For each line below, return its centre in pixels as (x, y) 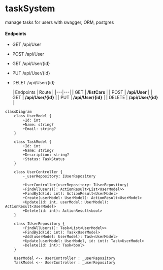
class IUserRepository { (39, 224)
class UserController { (38, 172)
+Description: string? (46, 155)
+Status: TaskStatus (44, 159)
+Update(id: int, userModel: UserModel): (66, 202)
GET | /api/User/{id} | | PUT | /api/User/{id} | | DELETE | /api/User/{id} (85, 98)
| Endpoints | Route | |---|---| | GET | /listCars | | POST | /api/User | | (82, 92)
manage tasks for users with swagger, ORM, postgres (60, 22)
